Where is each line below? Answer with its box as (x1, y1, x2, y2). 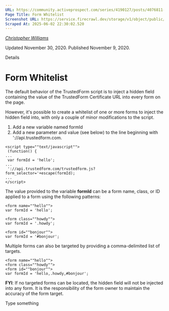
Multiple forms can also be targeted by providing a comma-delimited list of (5, 243, 160, 249)
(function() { (7, 149, 37, 154)
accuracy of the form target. (5, 290, 64, 296)
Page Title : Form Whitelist (5, 12, 64, 17)
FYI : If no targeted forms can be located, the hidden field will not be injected (5, 280, 163, 286)
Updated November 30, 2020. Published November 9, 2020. (5, 45, 130, 51)
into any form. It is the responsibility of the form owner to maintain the (5, 285, 150, 291)
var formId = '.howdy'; (5, 221, 55, 226)
